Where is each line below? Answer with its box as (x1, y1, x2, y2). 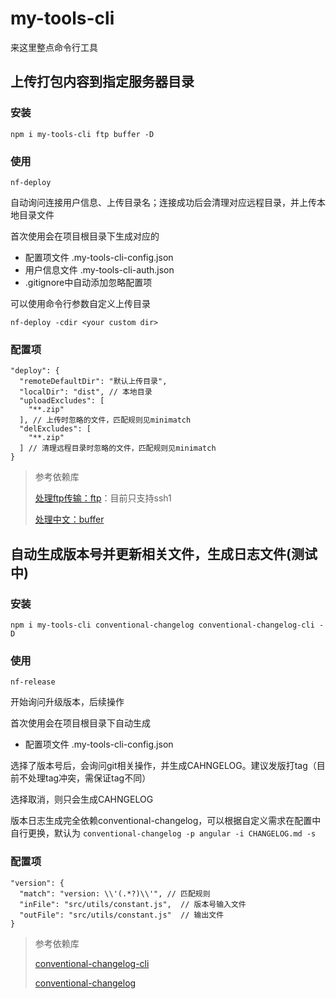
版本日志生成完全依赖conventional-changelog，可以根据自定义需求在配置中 (10, 815, 322, 827)
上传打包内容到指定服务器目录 (10, 73, 195, 91)
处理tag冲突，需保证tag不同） (27, 772, 152, 784)
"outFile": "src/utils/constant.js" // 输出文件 (19, 910, 225, 920)
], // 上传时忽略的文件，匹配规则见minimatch (19, 415, 192, 426)
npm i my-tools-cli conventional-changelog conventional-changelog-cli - (10, 620, 325, 630)
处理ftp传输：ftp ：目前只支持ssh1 (34, 492, 172, 504)
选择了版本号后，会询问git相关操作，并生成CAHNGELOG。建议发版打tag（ (10, 760, 317, 772)
